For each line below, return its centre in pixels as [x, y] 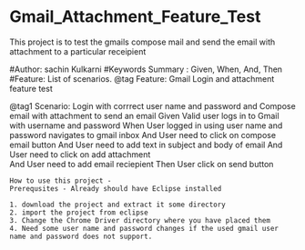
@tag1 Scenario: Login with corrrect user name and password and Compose [152, 105]
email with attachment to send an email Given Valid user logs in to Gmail [144, 115]
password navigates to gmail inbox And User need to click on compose [142, 135]
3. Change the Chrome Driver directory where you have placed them [140, 220]
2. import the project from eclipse [79, 212]
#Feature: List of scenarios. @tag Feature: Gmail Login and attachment [142, 78]
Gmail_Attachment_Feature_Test [135, 17]
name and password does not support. [81, 236]
